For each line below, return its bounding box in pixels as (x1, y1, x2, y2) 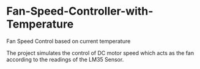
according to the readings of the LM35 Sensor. (6, 56, 124, 63)
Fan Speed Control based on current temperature (6, 37, 131, 45)
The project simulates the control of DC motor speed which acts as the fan (6, 49, 194, 56)
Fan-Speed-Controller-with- (6, 4, 154, 18)
